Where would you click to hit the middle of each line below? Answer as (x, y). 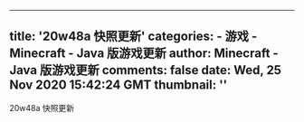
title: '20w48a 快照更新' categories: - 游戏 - (133, 37)
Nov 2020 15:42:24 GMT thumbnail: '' (119, 85)
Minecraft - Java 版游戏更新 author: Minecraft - (144, 54)
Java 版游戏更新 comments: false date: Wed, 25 (146, 70)
